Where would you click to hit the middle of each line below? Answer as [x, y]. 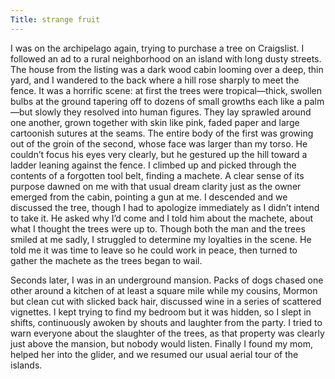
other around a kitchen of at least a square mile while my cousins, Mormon [164, 290]
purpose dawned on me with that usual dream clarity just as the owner [156, 186]
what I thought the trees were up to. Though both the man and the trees [158, 228]
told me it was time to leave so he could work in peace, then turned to [154, 250]
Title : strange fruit [55, 19]
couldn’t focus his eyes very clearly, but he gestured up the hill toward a [159, 154]
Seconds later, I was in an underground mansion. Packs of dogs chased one [167, 280]
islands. [26, 365]
